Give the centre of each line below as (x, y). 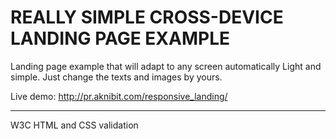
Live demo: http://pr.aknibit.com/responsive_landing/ (119, 96)
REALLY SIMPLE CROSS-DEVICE (147, 17)
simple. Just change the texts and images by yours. (116, 77)
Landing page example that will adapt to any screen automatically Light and (166, 66)
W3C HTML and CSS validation (74, 125)
